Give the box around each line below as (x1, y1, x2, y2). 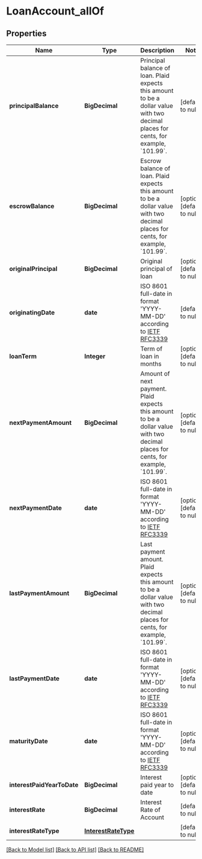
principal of (140, 264, 173, 273)
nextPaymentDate (9, 504, 62, 512)
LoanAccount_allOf (6, 4, 104, 18)
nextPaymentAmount (9, 418, 72, 427)
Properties (6, 28, 47, 39)
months (140, 360, 162, 368)
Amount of (140, 369, 170, 378)
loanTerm (9, 352, 37, 360)
